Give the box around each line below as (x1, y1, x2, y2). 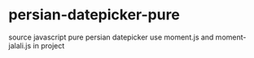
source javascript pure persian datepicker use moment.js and (8, 32, 214, 42)
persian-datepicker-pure (8, 6, 181, 24)
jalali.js (8, 40, 32, 50)
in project (33, 40, 65, 50)
